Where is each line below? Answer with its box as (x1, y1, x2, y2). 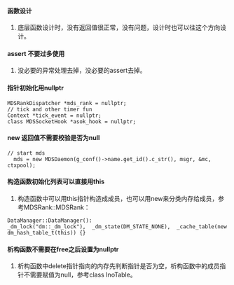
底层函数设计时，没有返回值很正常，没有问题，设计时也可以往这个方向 (17, 23, 221, 32)
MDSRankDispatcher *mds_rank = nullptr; (7, 99, 128, 106)
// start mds (7, 149, 46, 157)
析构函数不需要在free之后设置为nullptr (7, 245, 119, 253)
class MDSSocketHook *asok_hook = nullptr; (7, 118, 137, 125)
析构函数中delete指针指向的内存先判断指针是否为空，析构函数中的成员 (17, 262, 220, 270)
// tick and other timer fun (7, 106, 92, 113)
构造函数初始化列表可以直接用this (7, 177, 105, 186)
